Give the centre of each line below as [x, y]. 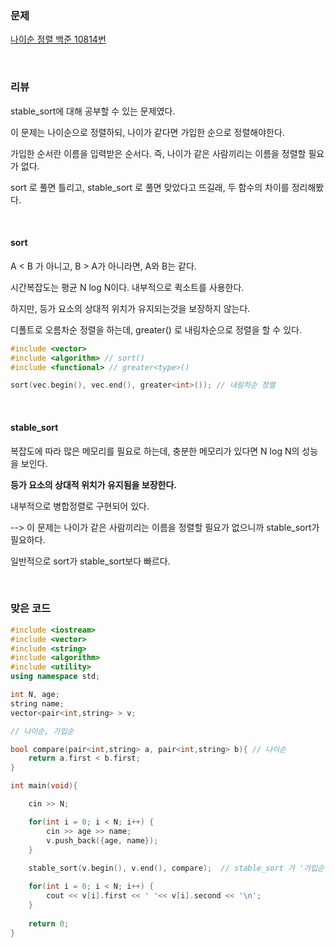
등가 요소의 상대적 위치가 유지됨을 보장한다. [93, 484]
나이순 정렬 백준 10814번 [58, 39]
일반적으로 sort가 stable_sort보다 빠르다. [90, 561]
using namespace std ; [55, 677]
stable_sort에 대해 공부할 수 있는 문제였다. [93, 111]
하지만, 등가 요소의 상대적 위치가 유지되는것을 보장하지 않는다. [130, 308]
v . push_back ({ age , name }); [102, 840]
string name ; [37, 703]
